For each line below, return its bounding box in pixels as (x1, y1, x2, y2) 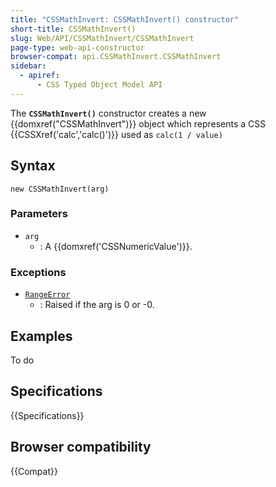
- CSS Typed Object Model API (36, 80, 163, 90)
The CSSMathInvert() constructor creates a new (10, 107, 207, 119)
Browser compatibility (10, 439, 152, 456)
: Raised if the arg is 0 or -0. (39, 299, 155, 311)
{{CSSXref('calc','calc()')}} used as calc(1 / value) (10, 128, 223, 140)
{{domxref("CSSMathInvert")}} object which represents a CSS (10, 117, 267, 130)
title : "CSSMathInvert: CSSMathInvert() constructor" (10, 14, 240, 25)
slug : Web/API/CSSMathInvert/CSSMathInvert (10, 33, 195, 43)
